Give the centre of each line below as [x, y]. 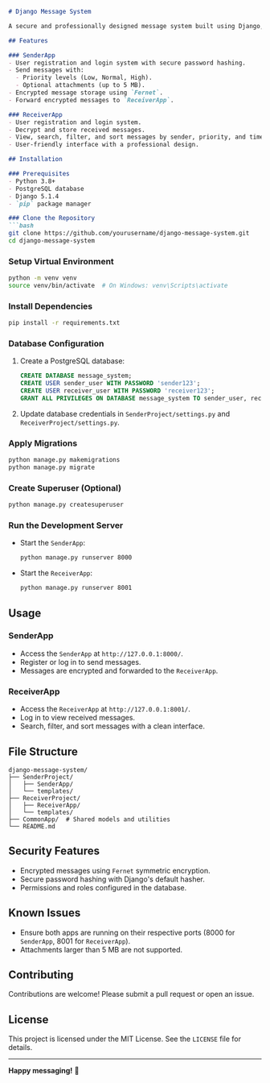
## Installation [35, 160]
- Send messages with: [46, 70]
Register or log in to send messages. [80, 662]
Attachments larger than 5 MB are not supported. [101, 949]
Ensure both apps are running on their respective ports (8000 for [127, 932]
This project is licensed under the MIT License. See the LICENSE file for [125, 1039]
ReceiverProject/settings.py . [70, 422]
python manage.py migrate [51, 467]
